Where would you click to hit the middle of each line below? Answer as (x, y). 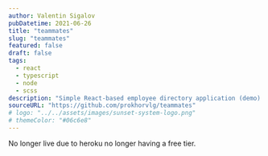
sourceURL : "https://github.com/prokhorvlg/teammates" (102, 105)
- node (27, 83)
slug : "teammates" (39, 38)
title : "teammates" (41, 31)
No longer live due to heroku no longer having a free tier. (102, 143)
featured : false (35, 46)
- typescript (37, 76)
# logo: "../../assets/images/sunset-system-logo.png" (102, 113)
